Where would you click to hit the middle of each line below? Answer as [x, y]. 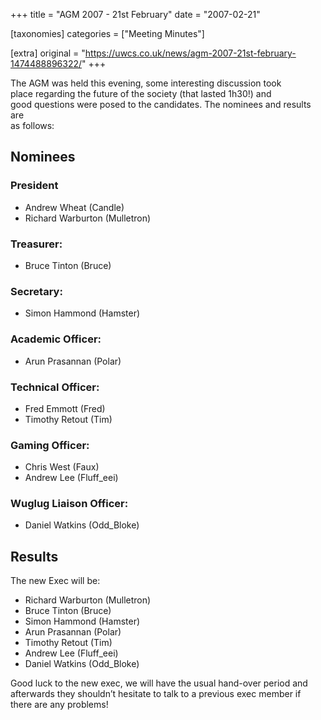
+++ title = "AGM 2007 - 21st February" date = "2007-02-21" [135, 14]
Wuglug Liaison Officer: [69, 504]
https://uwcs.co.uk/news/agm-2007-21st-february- [190, 53]
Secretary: [36, 291]
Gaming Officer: [50, 445]
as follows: [32, 125]
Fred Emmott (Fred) [65, 408]
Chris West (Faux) [62, 467]
